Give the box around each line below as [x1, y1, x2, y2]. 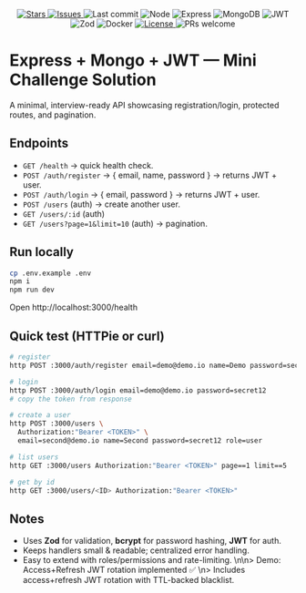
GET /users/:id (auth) [22, 208, 106, 219]
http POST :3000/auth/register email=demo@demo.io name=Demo [9, 361, 247, 370]
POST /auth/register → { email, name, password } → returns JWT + [22, 169, 278, 180]
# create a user [9, 411, 71, 420]
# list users [9, 452, 59, 462]
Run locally [9, 244, 75, 260]
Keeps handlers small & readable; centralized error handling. [22, 545, 250, 556]
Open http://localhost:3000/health [9, 302, 138, 313]
